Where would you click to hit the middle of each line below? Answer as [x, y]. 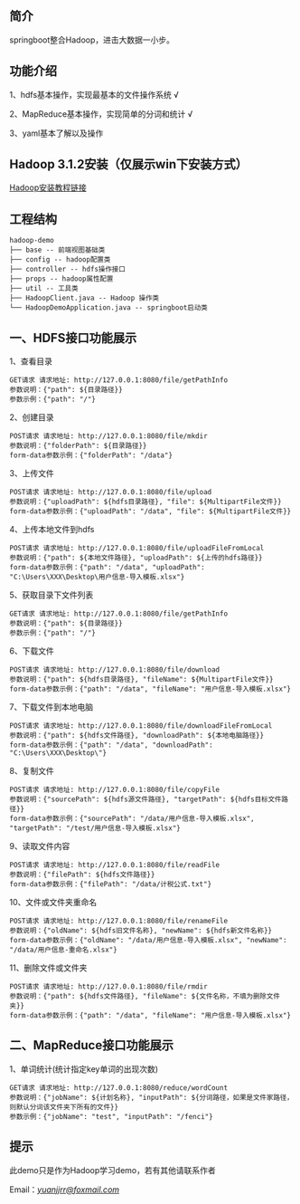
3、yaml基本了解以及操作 [56, 133]
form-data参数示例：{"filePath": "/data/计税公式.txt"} [111, 884]
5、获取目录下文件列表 [52, 595]
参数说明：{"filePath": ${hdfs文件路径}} [82, 875]
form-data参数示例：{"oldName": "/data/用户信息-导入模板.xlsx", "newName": [148, 941]
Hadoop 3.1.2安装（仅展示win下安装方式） [129, 164]
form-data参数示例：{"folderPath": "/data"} [91, 455]
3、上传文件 [32, 473]
